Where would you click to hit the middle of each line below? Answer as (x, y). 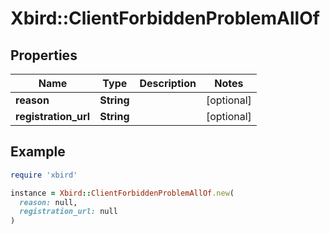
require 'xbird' (44, 175)
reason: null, (48, 202)
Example (38, 152)
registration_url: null (68, 212)
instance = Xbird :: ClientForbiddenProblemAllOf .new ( (122, 193)
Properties (44, 55)
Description (168, 83)
